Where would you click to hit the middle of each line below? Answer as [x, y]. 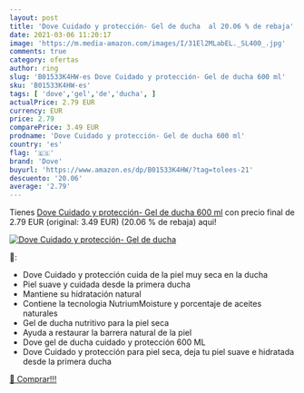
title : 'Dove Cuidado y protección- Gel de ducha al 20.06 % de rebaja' [152, 26]
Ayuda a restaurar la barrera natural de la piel [107, 333]
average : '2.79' [40, 187]
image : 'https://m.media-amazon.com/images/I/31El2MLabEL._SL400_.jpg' [147, 43]
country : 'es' [36, 144]
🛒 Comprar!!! [33, 379]
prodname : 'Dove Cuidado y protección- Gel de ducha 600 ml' [127, 136]
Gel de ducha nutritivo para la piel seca [96, 323]
